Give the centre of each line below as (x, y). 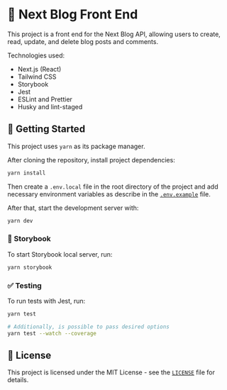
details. (18, 380)
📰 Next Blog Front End (73, 15)
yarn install (27, 173)
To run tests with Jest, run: (46, 301)
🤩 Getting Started (46, 129)
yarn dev (20, 221)
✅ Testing (25, 285)
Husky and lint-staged (50, 106)
